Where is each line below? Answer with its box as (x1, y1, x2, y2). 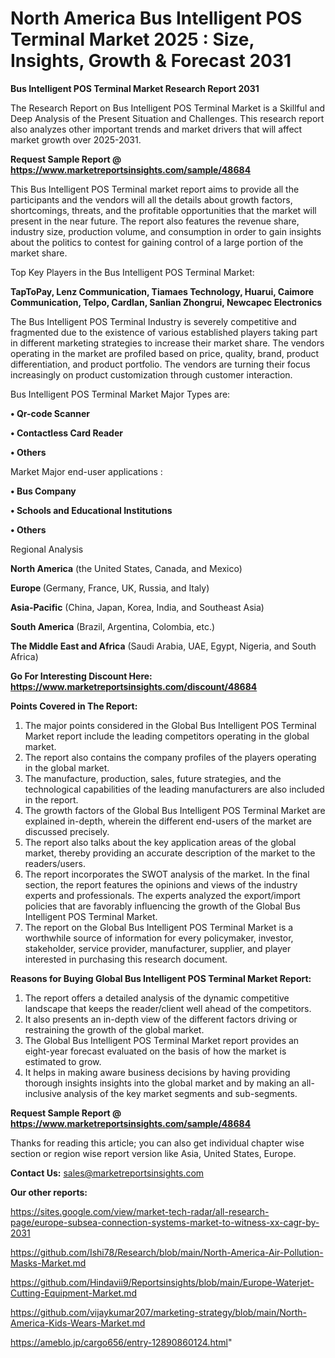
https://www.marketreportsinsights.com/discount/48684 (10, 680, 258, 692)
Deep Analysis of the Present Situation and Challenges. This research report (10, 112, 325, 124)
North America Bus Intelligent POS (10, 7, 303, 30)
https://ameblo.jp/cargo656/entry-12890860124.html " (10, 1336, 233, 1348)
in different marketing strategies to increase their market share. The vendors (10, 337, 325, 349)
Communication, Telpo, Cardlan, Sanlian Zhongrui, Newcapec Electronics (10, 296, 323, 308)
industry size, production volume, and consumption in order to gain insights (10, 225, 322, 237)
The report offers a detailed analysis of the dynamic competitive (24, 992, 290, 1004)
